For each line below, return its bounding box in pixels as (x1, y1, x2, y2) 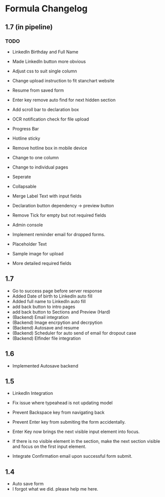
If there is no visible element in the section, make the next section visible (12, 438, 161, 444)
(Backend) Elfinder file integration (12, 335, 81, 341)
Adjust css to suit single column (12, 68, 78, 74)
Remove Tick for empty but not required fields (12, 212, 106, 218)
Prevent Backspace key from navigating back (12, 410, 105, 416)
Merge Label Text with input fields (12, 193, 82, 199)
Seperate (12, 174, 31, 180)
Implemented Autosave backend (12, 363, 79, 369)
